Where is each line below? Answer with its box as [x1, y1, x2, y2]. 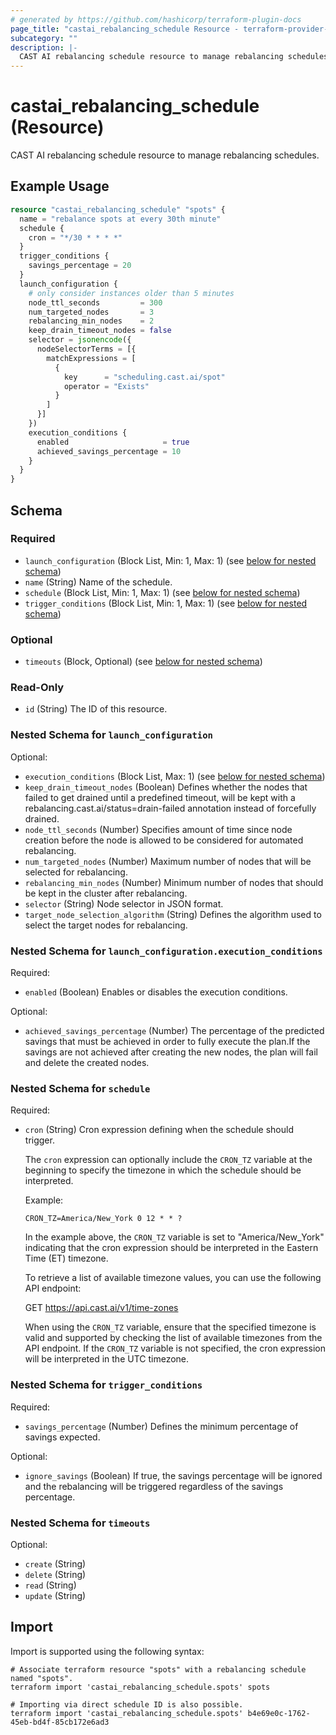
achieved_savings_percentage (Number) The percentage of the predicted [24, 1025, 325, 1036]
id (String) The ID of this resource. [24, 703, 168, 715]
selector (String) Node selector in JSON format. [24, 897, 224, 910]
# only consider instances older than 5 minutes [28, 288, 235, 298]
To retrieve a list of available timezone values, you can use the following [24, 1272, 322, 1284]
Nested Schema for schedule [10, 1081, 151, 1095]
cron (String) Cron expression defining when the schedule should [24, 1124, 294, 1136]
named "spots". [10, 1673, 74, 1683]
